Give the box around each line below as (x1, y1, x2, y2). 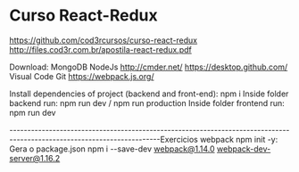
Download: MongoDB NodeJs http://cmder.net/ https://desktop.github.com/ (9, 61, 288, 72)
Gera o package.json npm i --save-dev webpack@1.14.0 (9, 143, 216, 154)
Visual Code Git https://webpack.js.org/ (9, 70, 154, 81)
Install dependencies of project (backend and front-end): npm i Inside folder (9, 88, 289, 99)
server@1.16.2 (9, 152, 61, 163)
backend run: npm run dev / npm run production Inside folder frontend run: (9, 97, 286, 108)
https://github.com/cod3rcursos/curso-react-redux (9, 35, 198, 45)
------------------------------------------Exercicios (9, 134, 198, 144)
